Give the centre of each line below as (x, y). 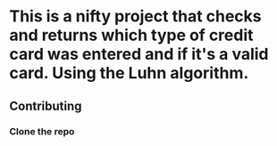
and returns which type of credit (131, 35)
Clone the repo (42, 131)
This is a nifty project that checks (135, 16)
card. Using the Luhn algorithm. (129, 73)
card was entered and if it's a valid (139, 54)
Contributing (46, 105)
